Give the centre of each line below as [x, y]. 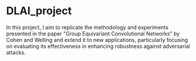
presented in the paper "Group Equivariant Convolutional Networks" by [93, 33]
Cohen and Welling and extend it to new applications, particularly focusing [97, 40]
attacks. [16, 52]
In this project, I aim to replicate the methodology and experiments [87, 27]
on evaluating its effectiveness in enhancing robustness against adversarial [98, 46]
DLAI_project [39, 11]
